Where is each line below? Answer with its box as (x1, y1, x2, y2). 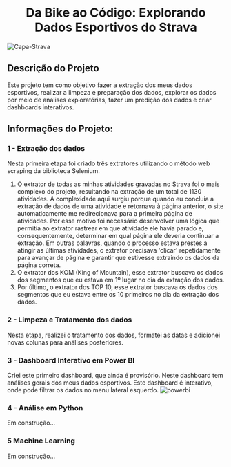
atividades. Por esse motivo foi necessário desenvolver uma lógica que (17, 217, 220, 226)
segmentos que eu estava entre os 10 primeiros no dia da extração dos (17, 291, 219, 299)
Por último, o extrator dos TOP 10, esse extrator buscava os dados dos (17, 283, 219, 291)
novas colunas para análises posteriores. (7, 338, 123, 347)
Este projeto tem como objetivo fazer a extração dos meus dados (7, 81, 193, 89)
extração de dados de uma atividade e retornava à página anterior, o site (17, 202, 224, 210)
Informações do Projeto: (7, 123, 114, 135)
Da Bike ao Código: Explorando (26, 5, 206, 21)
